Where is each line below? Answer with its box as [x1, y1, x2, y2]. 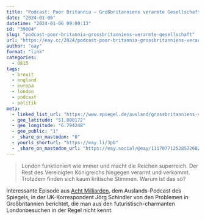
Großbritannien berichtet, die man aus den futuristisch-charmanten [6, 200, 175, 207]
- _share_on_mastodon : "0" [12, 134, 81, 141]
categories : [6, 54, 37, 61]
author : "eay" [6, 43, 43, 50]
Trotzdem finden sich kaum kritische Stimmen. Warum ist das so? [21, 175, 186, 182]
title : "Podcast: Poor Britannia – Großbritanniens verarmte [6, 9, 165, 15]
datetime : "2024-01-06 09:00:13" [6, 20, 92, 26]
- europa [12, 83, 34, 89]
